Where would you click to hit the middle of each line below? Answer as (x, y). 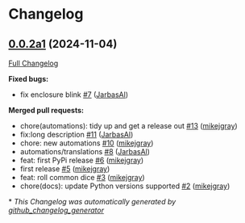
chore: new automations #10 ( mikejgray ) (87, 143)
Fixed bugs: (29, 79)
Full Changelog (33, 63)
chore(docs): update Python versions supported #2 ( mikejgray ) (125, 186)
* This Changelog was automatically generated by (92, 202)
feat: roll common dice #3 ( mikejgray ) (82, 177)
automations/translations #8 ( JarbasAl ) (85, 151)
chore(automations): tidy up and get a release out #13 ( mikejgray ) (129, 126)
